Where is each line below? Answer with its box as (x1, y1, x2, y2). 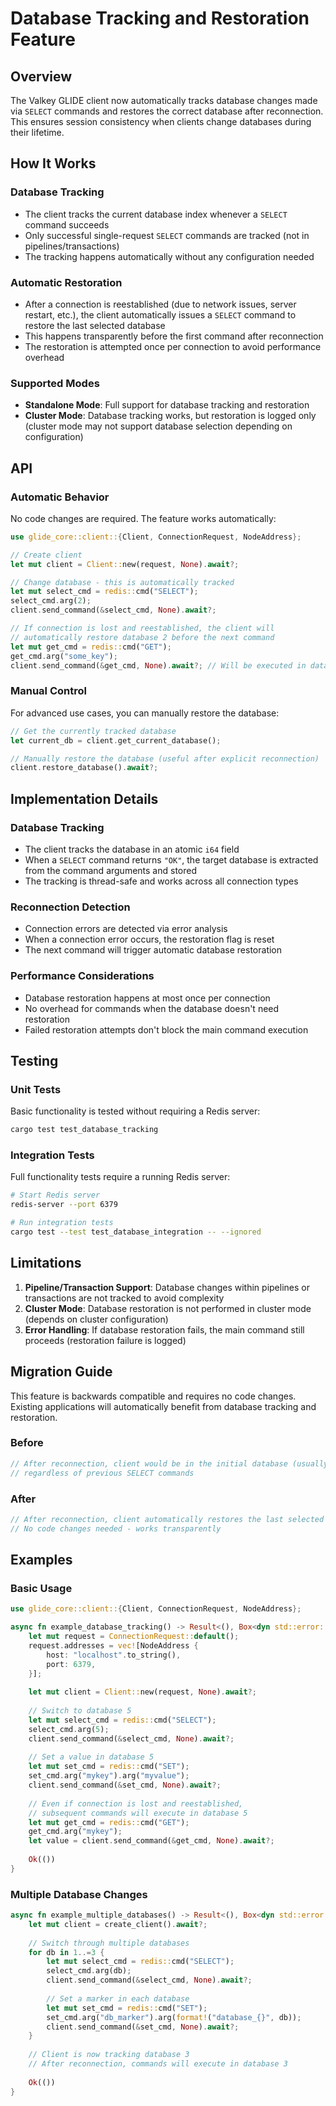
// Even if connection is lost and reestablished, (28, 1798, 244, 1809)
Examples (10, 1552, 73, 1569)
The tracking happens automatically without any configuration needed (24, 250, 315, 262)
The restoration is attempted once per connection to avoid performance (24, 340, 322, 352)
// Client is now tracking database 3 (28, 2050, 190, 2060)
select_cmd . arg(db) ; (46, 1966, 132, 1976)
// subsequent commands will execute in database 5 (28, 1808, 248, 1818)
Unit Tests (10, 1082, 62, 1096)
